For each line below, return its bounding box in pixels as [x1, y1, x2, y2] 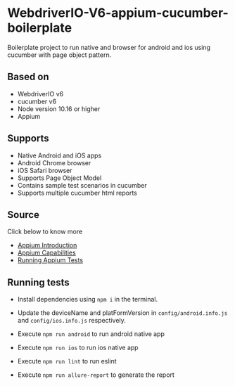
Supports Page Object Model [17, 174, 102, 182]
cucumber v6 [17, 97, 57, 105]
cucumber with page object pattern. [7, 51, 112, 59]
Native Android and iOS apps [17, 151, 102, 160]
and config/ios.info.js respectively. [17, 316, 127, 325]
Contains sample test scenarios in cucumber [17, 181, 147, 189]
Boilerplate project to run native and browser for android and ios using [7, 43, 211, 51]
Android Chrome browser [17, 158, 91, 167]
